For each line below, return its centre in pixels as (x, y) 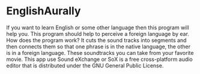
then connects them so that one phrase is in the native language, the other (98, 47)
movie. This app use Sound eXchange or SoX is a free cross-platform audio (100, 59)
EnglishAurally (44, 11)
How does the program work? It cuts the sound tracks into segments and (96, 40)
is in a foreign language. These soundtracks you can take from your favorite (100, 53)
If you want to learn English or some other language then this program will (98, 27)
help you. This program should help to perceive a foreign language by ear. (98, 33)
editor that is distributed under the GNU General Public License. (85, 65)
